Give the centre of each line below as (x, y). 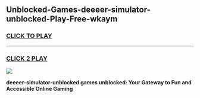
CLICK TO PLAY (29, 36)
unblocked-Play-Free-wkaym (62, 19)
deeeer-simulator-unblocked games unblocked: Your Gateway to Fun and (99, 82)
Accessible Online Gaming (40, 88)
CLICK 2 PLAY (27, 58)
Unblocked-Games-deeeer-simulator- (78, 10)
